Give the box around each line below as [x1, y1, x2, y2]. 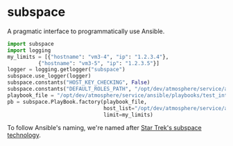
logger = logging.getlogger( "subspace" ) [7, 66, 126, 73]
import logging [7, 46, 51, 54]
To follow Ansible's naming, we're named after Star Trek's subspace [7, 124, 202, 132]
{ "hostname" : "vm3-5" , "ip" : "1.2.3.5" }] [37, 60, 159, 66]
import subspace [7, 40, 54, 47]
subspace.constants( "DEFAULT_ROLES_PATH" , [7, 86, 132, 93]
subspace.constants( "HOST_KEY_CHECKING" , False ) [7, 79, 150, 86]
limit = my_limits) [103, 111, 154, 118]
